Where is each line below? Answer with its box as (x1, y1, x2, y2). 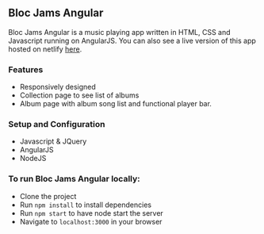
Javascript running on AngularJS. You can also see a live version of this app (8, 36, 256, 45)
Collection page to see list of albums (19, 90, 140, 100)
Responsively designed (19, 82, 97, 92)
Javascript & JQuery (19, 136, 87, 146)
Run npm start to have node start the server (19, 208, 164, 217)
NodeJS (19, 154, 47, 163)
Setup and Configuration (8, 119, 105, 130)
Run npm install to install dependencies (19, 200, 152, 209)
